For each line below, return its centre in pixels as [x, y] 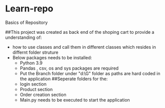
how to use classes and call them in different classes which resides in [84, 47]
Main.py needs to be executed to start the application [75, 100]
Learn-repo [29, 9]
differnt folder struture [35, 52]
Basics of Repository [26, 22]
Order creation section [43, 95]
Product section [36, 89]
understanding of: [24, 37]
